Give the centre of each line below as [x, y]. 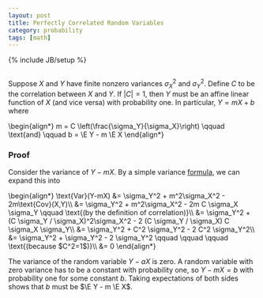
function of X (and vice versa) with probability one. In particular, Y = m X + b [131, 102]
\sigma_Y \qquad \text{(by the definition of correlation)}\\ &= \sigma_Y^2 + [130, 213]
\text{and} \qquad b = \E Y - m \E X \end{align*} [86, 134]
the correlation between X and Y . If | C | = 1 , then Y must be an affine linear [129, 94]
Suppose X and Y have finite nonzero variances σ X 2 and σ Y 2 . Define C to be [131, 84]
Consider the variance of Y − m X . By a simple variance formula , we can [124, 172]
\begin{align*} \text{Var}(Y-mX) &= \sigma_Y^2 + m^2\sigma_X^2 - [117, 196]
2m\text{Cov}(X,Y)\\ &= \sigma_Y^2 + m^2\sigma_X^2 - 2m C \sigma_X [123, 204]
